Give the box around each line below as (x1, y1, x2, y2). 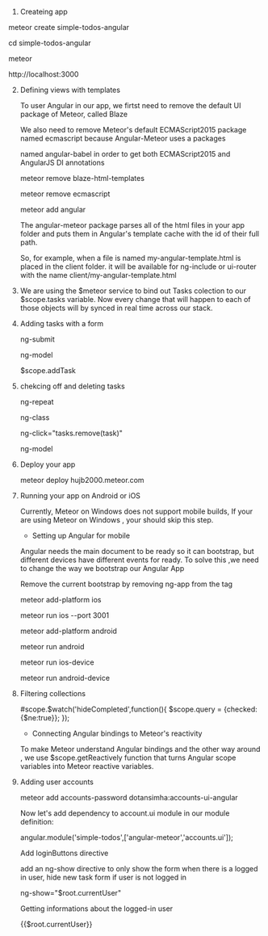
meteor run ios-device (19, 657, 94, 667)
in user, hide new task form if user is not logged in (19, 872, 187, 882)
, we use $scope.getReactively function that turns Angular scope (19, 753, 237, 762)
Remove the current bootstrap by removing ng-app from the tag (19, 579, 232, 589)
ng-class (19, 413, 50, 422)
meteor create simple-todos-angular (8, 23, 130, 31)
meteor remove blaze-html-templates (19, 174, 145, 183)
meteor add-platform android (19, 626, 117, 636)
